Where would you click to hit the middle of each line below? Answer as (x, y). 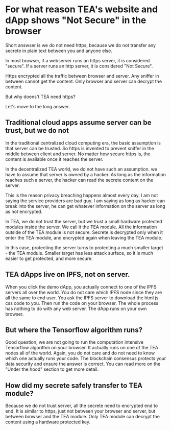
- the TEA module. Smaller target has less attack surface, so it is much (79, 253)
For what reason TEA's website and (82, 9)
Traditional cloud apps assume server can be (78, 123)
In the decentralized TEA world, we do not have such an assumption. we (81, 169)
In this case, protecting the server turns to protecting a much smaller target (84, 247)
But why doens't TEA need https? (40, 97)
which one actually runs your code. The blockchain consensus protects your (86, 359)
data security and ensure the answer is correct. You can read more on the (83, 364)
